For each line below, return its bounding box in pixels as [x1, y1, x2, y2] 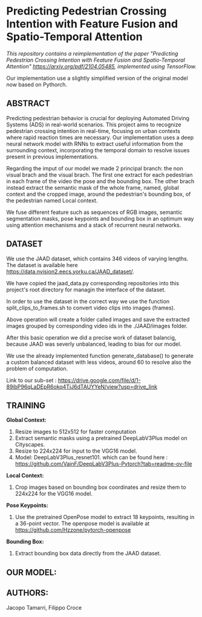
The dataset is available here [6, 261, 78, 268]
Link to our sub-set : [6, 376, 57, 384]
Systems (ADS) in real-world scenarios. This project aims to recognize [6, 121, 181, 128]
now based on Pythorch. [6, 80, 68, 88]
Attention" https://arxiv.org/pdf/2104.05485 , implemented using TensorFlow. [6, 62, 197, 70]
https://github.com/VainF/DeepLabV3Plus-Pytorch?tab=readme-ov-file [15, 460, 192, 468]
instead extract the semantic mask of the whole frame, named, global [6, 184, 180, 191]
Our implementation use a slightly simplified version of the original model [6, 74, 189, 82]
